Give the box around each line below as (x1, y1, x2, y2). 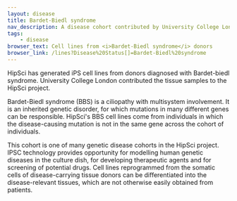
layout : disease (7, 10, 55, 18)
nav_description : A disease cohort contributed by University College (7, 23, 219, 30)
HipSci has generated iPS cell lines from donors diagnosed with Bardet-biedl (7, 68, 230, 77)
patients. (7, 186, 33, 194)
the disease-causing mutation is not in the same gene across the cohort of (7, 119, 224, 128)
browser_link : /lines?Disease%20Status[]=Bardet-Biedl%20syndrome (7, 50, 207, 57)
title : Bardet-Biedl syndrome (7, 17, 97, 24)
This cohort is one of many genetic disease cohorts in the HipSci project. (7, 141, 219, 149)
